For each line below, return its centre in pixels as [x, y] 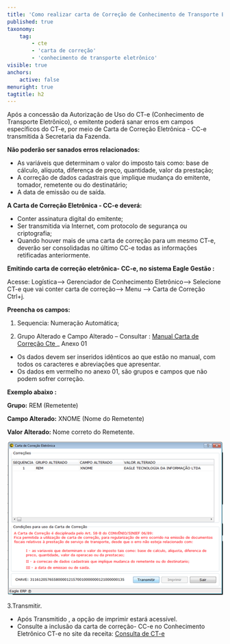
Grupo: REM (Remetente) [43, 406]
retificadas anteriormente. [54, 255]
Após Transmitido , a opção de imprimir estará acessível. [97, 619]
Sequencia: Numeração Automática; [68, 323]
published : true [30, 22]
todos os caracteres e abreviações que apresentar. [89, 365]
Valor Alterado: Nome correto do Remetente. [71, 432]
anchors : [20, 72]
